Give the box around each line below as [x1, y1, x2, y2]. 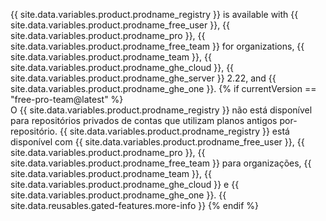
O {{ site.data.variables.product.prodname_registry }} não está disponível [10, 104, 313, 116]
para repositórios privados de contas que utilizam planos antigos [10, 115, 278, 126]
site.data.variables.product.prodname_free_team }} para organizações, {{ [10, 157, 312, 169]
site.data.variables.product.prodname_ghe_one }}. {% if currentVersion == [10, 83, 317, 94]
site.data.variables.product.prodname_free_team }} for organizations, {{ [10, 40, 305, 52]
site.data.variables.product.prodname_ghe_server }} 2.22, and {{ [10, 72, 277, 84]
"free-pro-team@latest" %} [10, 94, 124, 105]
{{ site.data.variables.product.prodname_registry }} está [59, 125, 290, 137]
